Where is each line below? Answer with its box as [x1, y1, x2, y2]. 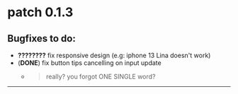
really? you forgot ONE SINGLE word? [45, 72, 156, 81]
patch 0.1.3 [7, 4, 74, 20]
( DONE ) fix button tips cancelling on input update [17, 59, 161, 67]
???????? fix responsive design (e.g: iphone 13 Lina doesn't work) [17, 51, 211, 59]
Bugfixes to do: [7, 33, 76, 45]
